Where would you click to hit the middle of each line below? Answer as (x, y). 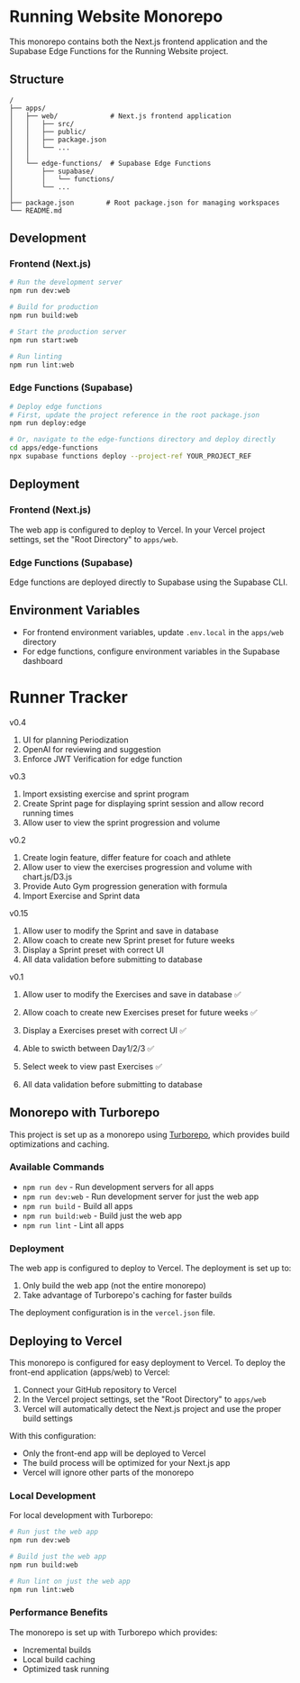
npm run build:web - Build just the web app (102, 1215)
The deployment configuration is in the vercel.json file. (113, 1313)
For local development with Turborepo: (81, 1515)
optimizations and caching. (59, 1144)
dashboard (42, 660)
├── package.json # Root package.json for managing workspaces (145, 203)
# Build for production (54, 307)
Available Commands (57, 1167)
